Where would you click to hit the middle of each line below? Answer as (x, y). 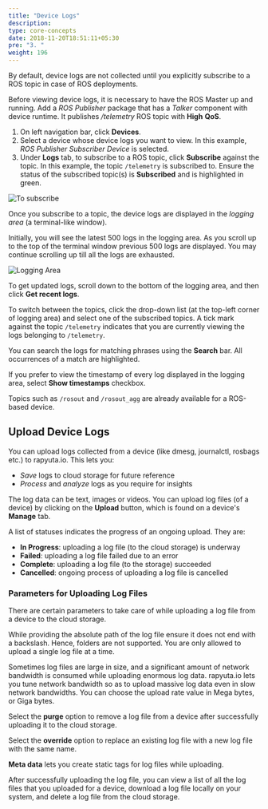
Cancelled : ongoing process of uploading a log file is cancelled (124, 573)
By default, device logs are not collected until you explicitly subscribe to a (129, 75)
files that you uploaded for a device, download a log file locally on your (125, 788)
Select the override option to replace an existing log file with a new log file (130, 740)
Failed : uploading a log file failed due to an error (99, 555)
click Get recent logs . (44, 294)
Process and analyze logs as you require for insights (106, 483)
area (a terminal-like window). (58, 222)
